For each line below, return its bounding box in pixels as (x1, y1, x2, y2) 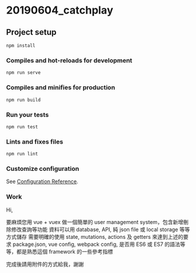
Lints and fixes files (6, 137, 64, 145)
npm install (6, 43, 35, 48)
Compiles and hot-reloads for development (6, 56, 133, 64)
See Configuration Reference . (6, 178, 79, 185)
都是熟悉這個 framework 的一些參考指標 (16, 248, 113, 255)
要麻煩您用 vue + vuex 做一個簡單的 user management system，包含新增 (6, 218, 184, 225)
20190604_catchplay (6, 4, 113, 17)
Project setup (6, 27, 57, 37)
